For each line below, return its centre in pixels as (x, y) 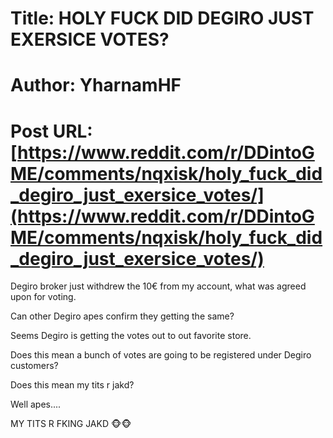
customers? (34, 366)
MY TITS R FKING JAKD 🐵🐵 (71, 424)
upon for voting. (43, 297)
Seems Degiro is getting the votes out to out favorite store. (131, 336)
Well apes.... (36, 404)
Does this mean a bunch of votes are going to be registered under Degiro (161, 355)
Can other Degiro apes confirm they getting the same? (122, 316)
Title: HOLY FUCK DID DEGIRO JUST (162, 18)
